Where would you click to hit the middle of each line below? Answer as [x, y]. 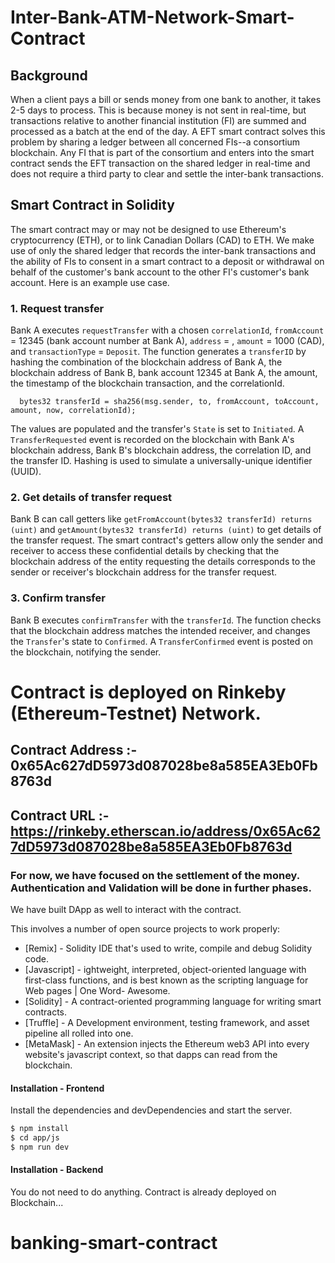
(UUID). [26, 472]
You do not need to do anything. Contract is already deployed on [143, 1192]
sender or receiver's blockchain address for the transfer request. [144, 572]
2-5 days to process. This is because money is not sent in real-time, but [158, 110]
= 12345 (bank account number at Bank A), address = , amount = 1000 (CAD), [167, 341]
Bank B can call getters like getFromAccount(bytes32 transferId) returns [161, 519]
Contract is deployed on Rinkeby [148, 692]
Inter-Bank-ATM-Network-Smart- [152, 17]
